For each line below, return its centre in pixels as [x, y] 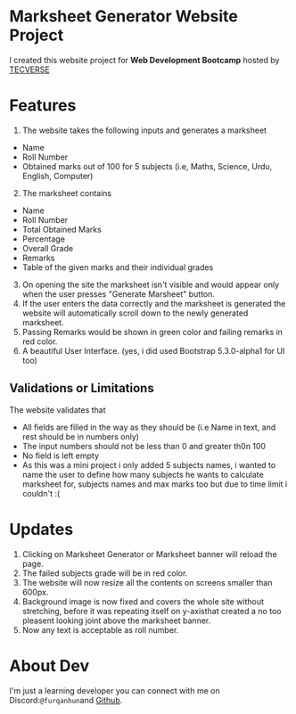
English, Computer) [58, 176]
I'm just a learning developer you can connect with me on [115, 690]
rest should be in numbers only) [81, 436]
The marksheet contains [67, 193]
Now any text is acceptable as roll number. [100, 629]
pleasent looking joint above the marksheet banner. [116, 620]
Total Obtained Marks [62, 229]
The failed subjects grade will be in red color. [105, 573]
